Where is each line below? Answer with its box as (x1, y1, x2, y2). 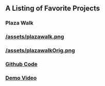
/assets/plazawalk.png (5, 33, 64, 40)
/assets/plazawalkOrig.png (5, 47, 76, 54)
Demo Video (5, 74, 37, 81)
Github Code (5, 61, 38, 68)
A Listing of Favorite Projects (5, 4, 100, 13)
